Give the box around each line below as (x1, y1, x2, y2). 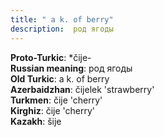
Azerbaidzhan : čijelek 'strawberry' (10, 83, 155, 95)
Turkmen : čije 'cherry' (10, 94, 103, 106)
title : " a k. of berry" (10, 14, 114, 25)
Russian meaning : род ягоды (10, 62, 133, 74)
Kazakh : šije (10, 115, 62, 127)
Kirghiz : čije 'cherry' (10, 104, 96, 116)
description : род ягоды (10, 24, 114, 34)
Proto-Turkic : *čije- (10, 51, 92, 63)
